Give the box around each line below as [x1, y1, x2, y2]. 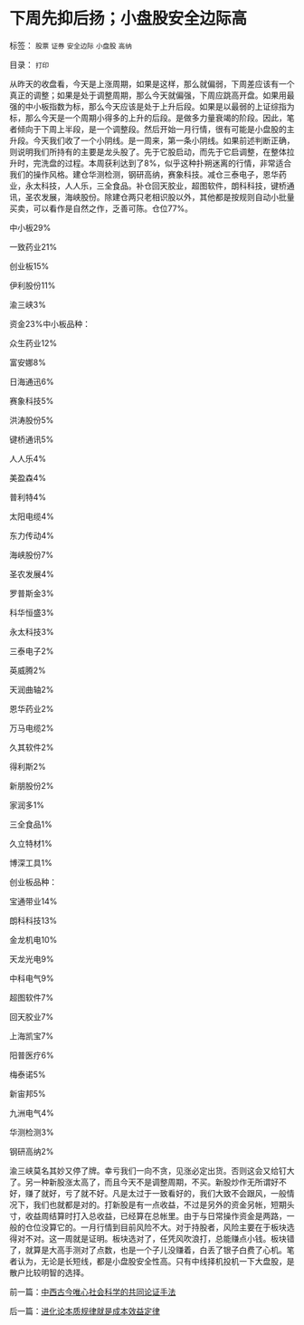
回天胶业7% [9, 1011, 54, 1022]
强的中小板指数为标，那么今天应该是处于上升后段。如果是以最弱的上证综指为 [9, 101, 295, 111]
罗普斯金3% [9, 588, 54, 599]
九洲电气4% [9, 1107, 54, 1119]
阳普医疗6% [9, 1050, 54, 1061]
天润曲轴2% [9, 684, 54, 695]
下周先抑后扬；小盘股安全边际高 [9, 8, 248, 29]
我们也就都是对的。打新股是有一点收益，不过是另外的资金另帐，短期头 [33, 1199, 295, 1210]
